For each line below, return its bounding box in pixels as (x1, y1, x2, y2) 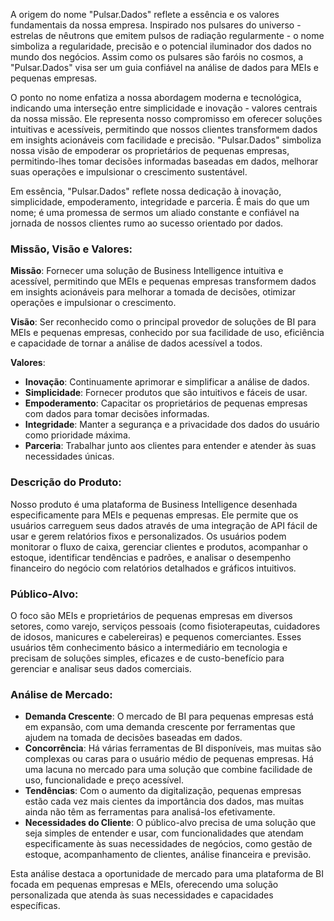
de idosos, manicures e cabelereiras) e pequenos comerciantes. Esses (10, 630, 302, 643)
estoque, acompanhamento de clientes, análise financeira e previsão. (24, 849, 312, 861)
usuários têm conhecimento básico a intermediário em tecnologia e (10, 641, 288, 653)
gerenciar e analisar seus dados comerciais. (10, 662, 192, 674)
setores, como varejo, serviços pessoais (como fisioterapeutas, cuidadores (10, 620, 321, 632)
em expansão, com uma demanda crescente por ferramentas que (24, 721, 296, 733)
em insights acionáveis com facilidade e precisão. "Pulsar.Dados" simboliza (10, 134, 322, 146)
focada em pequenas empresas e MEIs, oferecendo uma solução (10, 879, 279, 891)
